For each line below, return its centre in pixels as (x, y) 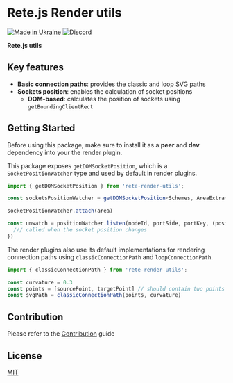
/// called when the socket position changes (80, 230)
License (25, 356)
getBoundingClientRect (60, 107)
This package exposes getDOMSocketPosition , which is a (87, 165)
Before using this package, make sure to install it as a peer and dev (103, 145)
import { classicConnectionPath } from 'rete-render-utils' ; (97, 270)
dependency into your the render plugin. (65, 152)
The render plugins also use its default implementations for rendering (106, 250)
